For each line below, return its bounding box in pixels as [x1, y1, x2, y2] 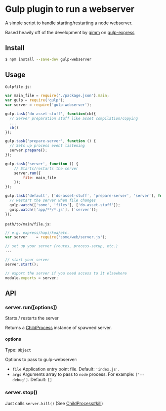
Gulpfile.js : [5, 84, 31, 90]
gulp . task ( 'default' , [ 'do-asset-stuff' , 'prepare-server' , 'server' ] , [5, 193, 156, 198]
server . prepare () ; [9, 148, 48, 153]
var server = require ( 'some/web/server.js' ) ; [5, 235, 107, 240]
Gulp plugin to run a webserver [5, 3, 135, 15]
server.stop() [5, 389, 38, 396]
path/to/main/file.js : [5, 221, 51, 227]
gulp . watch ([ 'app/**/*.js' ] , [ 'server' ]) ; [9, 207, 98, 212]
